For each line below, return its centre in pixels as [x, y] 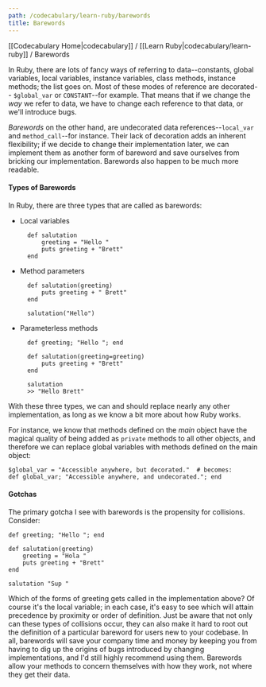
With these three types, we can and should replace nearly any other [119, 406]
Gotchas [23, 495]
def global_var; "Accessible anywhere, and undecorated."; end [115, 477]
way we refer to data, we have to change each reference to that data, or [126, 103]
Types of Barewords [42, 188]
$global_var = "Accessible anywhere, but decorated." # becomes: [120, 470]
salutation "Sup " [39, 584]
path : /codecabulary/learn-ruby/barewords [79, 16]
